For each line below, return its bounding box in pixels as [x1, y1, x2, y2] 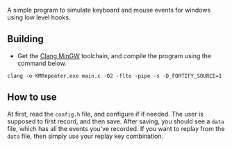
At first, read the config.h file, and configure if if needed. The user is [7, 110, 204, 118]
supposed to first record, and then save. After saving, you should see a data [7, 117, 224, 126]
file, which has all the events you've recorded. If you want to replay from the [7, 124, 225, 132]
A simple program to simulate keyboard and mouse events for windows [7, 6, 211, 14]
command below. [17, 59, 67, 67]
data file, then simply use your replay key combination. [7, 132, 164, 140]
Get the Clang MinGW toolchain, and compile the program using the [17, 51, 212, 60]
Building [7, 33, 44, 45]
